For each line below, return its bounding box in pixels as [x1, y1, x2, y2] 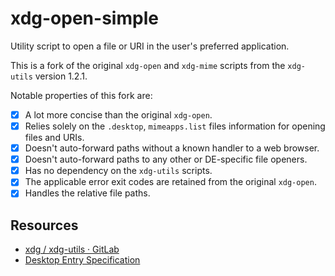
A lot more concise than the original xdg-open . [24, 108, 213, 121]
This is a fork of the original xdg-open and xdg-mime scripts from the [10, 59, 286, 71]
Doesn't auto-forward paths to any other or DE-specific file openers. [24, 153, 308, 166]
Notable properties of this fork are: [10, 89, 153, 101]
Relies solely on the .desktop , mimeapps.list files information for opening [24, 120, 326, 132]
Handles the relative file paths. [24, 187, 151, 199]
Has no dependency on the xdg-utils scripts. [24, 165, 213, 177]
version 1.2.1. [34, 70, 88, 82]
